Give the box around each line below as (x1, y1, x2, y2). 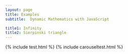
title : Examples (5, 12, 39, 17)
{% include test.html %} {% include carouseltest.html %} (5, 44, 123, 50)
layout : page (5, 7, 33, 12)
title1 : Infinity (5, 25, 42, 30)
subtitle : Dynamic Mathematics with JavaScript (5, 16, 109, 21)
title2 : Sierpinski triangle (5, 30, 67, 35)
